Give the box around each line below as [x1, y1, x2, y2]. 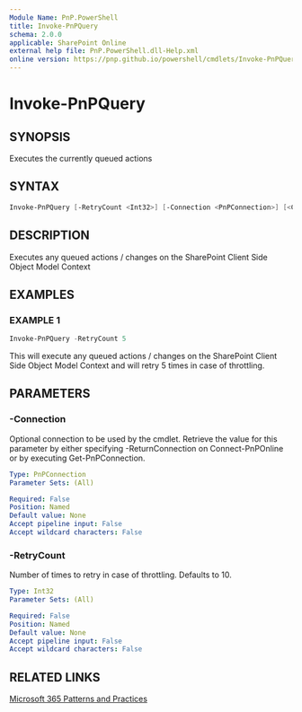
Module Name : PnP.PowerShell [9, 13, 119, 22]
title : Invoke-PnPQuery [9, 22, 99, 31]
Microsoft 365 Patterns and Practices [9, 693, 148, 705]
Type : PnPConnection [9, 470, 87, 479]
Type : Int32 [9, 587, 54, 596]
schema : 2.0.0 [9, 30, 63, 39]
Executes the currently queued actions [9, 154, 153, 163]
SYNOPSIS [9, 129, 71, 145]
